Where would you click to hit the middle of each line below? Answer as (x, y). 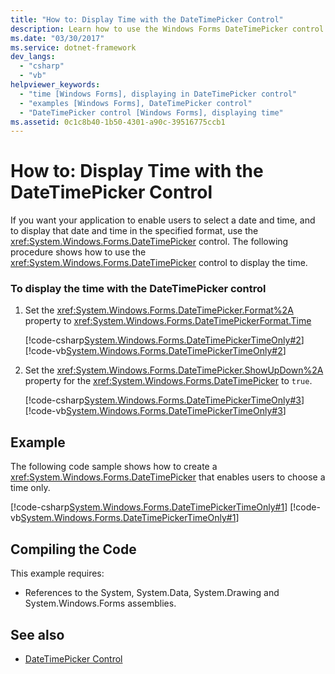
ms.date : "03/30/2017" (57, 38)
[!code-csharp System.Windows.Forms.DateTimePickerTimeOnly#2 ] (164, 340)
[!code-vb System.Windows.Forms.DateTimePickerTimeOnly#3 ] (155, 411)
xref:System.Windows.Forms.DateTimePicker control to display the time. (159, 263)
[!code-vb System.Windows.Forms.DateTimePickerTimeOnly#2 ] (155, 351)
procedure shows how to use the (78, 252)
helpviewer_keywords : (55, 85)
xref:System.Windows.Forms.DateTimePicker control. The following (149, 242)
